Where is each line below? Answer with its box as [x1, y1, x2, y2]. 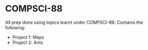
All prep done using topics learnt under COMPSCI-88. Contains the [5, 19, 143, 25]
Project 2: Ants [12, 39, 43, 45]
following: [5, 24, 25, 30]
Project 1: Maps [12, 34, 44, 40]
